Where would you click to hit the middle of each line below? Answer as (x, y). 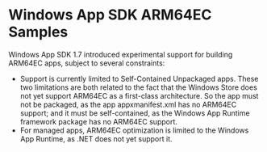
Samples (38, 32)
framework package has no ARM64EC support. (98, 121)
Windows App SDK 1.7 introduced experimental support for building (121, 54)
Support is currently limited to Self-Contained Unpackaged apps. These (139, 78)
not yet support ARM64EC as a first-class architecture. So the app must (139, 95)
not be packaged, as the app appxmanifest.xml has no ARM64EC (128, 104)
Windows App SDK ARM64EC (110, 15)
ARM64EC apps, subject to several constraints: (87, 63)
